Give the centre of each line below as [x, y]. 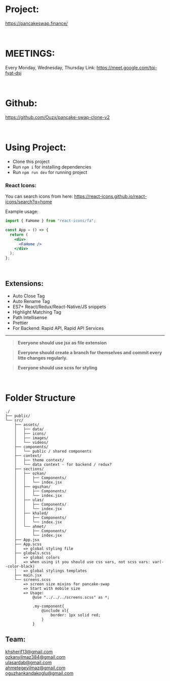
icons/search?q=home [29, 202]
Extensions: [25, 284]
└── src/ [14, 420]
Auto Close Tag [29, 296]
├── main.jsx [28, 575]
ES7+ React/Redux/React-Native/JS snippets [59, 307]
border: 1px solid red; [75, 615]
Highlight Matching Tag [37, 312]
